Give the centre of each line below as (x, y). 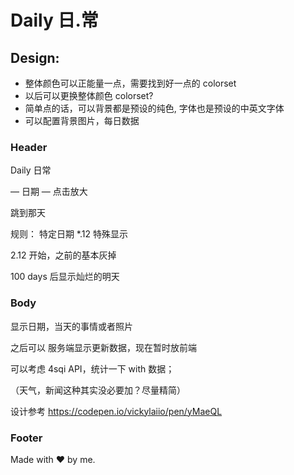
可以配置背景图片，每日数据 (82, 120)
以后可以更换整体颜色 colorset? (89, 95)
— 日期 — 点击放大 (49, 192)
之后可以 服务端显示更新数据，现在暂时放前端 (103, 347)
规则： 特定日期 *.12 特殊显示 (69, 234)
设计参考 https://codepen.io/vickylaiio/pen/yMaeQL (116, 411)
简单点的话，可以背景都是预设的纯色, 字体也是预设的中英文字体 (154, 108)
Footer (26, 438)
